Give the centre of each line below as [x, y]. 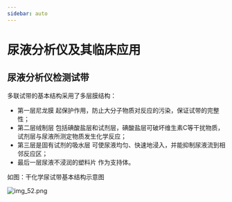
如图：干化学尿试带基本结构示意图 [56, 176]
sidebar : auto [28, 13]
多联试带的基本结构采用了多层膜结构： [62, 95]
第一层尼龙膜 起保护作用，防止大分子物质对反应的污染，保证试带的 [112, 110]
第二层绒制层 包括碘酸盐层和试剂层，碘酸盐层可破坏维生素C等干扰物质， [120, 127]
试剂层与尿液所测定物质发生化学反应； [72, 136]
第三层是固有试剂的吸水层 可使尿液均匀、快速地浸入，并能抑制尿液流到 [118, 145]
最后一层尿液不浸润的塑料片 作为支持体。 [76, 162]
